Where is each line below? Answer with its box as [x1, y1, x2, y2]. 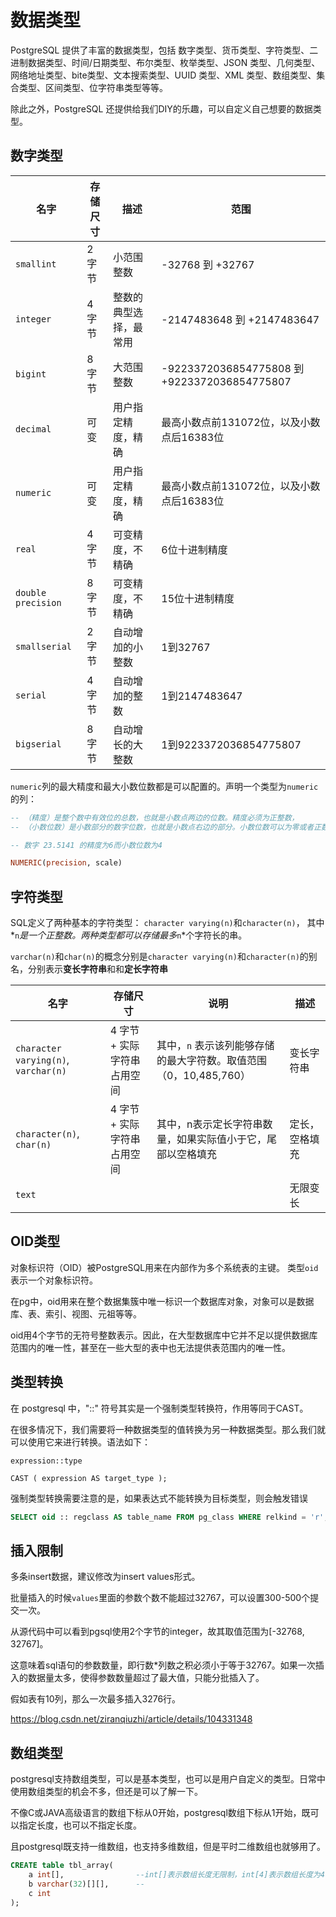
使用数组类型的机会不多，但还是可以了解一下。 [10, 1786, 203, 1798]
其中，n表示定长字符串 [156, 1117, 263, 1131]
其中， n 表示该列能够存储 [156, 1039, 275, 1053]
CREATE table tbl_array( [10, 1861, 114, 1871]
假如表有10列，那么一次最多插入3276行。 [10, 1693, 182, 1705]
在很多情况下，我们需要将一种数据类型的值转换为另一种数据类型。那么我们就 [10, 1423, 326, 1435]
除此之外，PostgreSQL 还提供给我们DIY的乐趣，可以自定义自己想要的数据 [10, 102, 313, 115]
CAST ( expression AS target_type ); [10, 1473, 168, 1483]
